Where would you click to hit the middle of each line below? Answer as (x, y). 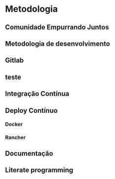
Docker (14, 125)
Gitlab (14, 61)
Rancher (15, 137)
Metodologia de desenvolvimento (58, 43)
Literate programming (39, 170)
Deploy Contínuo (31, 111)
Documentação (29, 153)
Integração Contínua (37, 94)
